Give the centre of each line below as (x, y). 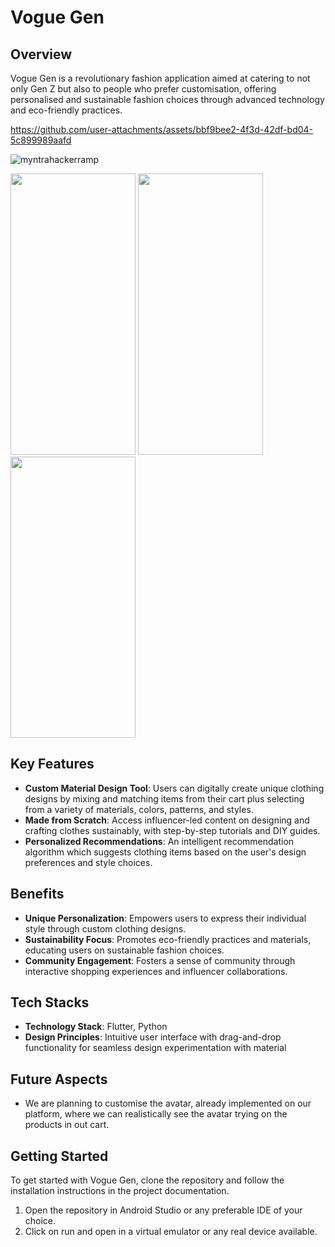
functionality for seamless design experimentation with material (155, 1048)
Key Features (52, 764)
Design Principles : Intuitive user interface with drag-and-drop (153, 1037)
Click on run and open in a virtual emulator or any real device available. (171, 1232)
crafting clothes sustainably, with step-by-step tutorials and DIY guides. (172, 830)
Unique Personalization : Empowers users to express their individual (165, 918)
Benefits (37, 894)
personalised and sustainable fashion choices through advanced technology (167, 99)
